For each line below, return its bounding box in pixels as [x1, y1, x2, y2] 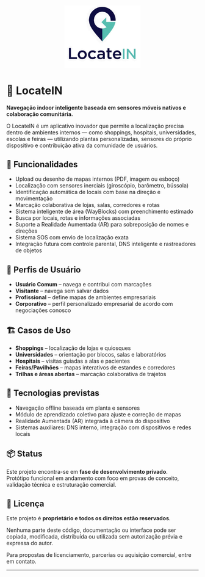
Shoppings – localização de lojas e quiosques [15, 344, 131, 352]
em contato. [6, 558, 37, 565]
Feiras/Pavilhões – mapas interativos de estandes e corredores [15, 363, 176, 371]
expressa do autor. [6, 540, 54, 547]
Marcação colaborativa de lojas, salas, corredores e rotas [15, 201, 160, 209]
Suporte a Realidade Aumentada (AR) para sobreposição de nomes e [15, 221, 189, 228]
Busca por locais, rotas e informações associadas [15, 214, 141, 222]
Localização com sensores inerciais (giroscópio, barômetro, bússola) [15, 182, 189, 189]
